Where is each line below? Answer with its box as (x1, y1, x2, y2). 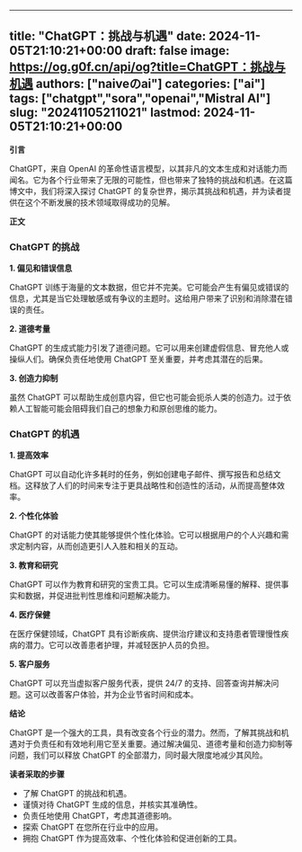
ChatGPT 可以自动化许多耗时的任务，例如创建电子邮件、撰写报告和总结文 (9, 469, 281, 480)
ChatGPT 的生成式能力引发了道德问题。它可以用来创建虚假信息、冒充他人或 (9, 342, 289, 353)
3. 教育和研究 (9, 560, 58, 571)
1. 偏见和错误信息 (9, 262, 73, 274)
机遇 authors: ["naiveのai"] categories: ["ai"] (9, 76, 266, 92)
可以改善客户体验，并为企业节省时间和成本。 (32, 689, 199, 700)
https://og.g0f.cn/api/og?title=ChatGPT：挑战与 (9, 59, 286, 75)
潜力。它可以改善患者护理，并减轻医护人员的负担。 (24, 640, 214, 651)
